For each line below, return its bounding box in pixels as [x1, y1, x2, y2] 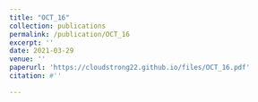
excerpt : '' [9, 38, 54, 47]
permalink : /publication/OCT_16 [9, 30, 130, 38]
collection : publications [9, 21, 106, 30]
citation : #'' [9, 72, 63, 81]
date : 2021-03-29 [9, 47, 74, 55]
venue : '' [9, 55, 47, 64]
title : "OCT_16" [9, 13, 70, 22]
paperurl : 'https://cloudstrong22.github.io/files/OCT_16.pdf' [9, 64, 251, 72]
